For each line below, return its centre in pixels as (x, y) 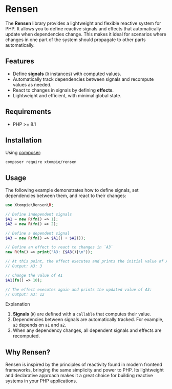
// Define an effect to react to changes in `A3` (59, 247)
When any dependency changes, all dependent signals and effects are (87, 330)
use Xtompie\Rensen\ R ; (29, 205)
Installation (24, 140)
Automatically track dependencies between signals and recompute (83, 79)
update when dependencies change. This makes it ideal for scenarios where (86, 34)
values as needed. (32, 84)
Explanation (18, 304)
